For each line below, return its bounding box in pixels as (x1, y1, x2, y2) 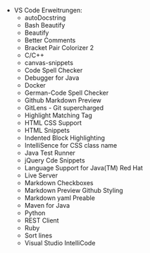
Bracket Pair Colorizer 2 (24, 44, 94, 52)
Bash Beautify (24, 21, 65, 29)
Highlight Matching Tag (24, 111, 93, 119)
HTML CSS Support (24, 119, 82, 126)
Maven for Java (24, 201, 70, 209)
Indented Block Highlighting (24, 134, 106, 142)
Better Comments (24, 36, 76, 45)
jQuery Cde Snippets (24, 156, 86, 165)
